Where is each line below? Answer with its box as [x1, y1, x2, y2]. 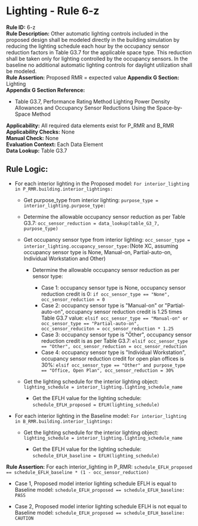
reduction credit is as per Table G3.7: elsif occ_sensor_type [41, 337, 188, 344]
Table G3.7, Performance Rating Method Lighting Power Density [14, 98, 170, 105]
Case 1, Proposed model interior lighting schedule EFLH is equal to [14, 480, 177, 487]
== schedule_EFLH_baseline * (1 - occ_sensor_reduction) [6, 469, 150, 475]
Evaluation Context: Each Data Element [6, 141, 103, 148]
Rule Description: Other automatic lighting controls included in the [6, 30, 168, 37]
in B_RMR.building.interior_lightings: [14, 418, 113, 424]
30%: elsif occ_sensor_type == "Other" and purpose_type [41, 361, 186, 368]
